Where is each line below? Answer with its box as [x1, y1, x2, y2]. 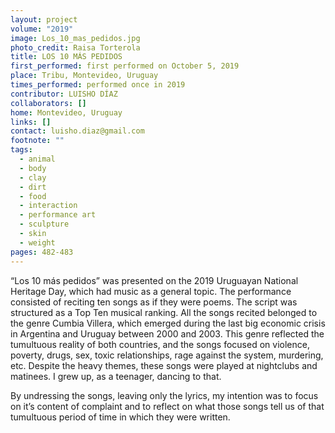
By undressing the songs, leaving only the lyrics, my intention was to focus [10, 389, 319, 401]
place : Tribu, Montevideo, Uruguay [10, 71, 159, 81]
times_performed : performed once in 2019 [10, 80, 186, 90]
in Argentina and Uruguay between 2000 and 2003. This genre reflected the [10, 327, 325, 340]
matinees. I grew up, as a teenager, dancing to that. [10, 370, 222, 382]
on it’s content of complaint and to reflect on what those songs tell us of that [10, 400, 325, 412]
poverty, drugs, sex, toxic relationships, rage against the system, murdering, [10, 349, 324, 361]
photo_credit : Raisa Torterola [10, 42, 141, 53]
